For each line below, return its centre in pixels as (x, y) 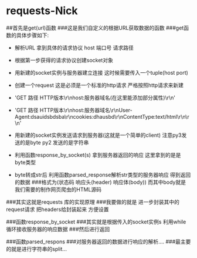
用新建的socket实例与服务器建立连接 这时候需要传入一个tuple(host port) (101, 72)
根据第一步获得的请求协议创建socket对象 (64, 60)
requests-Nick (42, 11)
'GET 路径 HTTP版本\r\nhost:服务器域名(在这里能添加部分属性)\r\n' (95, 98)
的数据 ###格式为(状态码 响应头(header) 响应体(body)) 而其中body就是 (100, 182)
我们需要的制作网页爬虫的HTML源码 (58, 189)
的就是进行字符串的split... (37, 249)
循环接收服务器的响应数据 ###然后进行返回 (58, 229)
